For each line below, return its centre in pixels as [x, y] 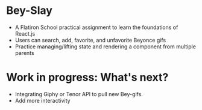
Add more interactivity [43, 100]
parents [24, 53]
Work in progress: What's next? [87, 78]
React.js [25, 33]
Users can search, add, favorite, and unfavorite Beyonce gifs [90, 40]
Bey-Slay [30, 11]
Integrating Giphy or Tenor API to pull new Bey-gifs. [79, 94]
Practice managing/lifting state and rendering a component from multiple [105, 47]
